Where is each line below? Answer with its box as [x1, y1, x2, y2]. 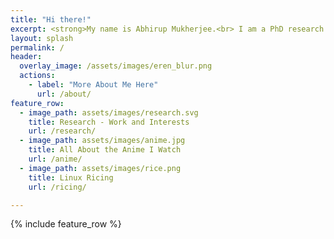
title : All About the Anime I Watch [28, 145, 182, 155]
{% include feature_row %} [10, 218, 122, 230]
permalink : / [10, 42, 65, 53]
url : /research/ [28, 126, 97, 136]
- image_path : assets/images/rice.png [19, 163, 182, 173]
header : [10, 52, 43, 62]
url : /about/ [36, 89, 92, 99]
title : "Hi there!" [10, 14, 92, 25]
